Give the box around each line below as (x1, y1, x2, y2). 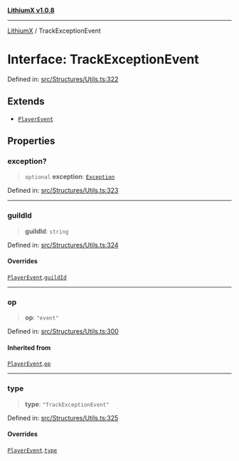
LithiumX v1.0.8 (7, 6, 55, 14)
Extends (7, 95, 45, 107)
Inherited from (7, 343, 51, 351)
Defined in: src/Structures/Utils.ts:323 (7, 186, 119, 195)
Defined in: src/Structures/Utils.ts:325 (7, 413, 119, 422)
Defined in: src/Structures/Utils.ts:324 (7, 240, 119, 249)
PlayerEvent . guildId (7, 272, 67, 281)
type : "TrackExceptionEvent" (24, 400, 110, 408)
